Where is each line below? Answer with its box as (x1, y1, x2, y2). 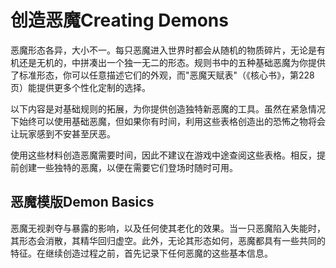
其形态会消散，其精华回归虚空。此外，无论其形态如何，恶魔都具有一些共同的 (10, 234, 326, 246)
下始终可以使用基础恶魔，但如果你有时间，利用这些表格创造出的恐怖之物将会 (10, 115, 326, 127)
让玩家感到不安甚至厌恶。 (10, 127, 116, 140)
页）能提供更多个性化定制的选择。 (10, 81, 151, 93)
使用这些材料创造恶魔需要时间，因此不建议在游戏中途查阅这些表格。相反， (10, 149, 317, 161)
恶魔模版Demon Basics (10, 194, 155, 211)
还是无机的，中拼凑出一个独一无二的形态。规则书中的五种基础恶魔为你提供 (18, 56, 326, 68)
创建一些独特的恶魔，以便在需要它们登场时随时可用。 (18, 161, 238, 173)
